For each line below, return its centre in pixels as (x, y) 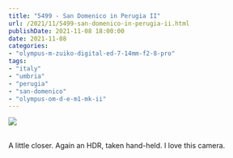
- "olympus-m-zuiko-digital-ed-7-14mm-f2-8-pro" (92, 53)
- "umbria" (27, 76)
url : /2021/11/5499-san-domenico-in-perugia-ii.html (99, 23)
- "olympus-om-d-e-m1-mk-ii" (57, 99)
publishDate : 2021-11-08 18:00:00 (67, 31)
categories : (28, 46)
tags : (17, 62)
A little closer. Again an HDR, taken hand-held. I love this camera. (117, 146)
